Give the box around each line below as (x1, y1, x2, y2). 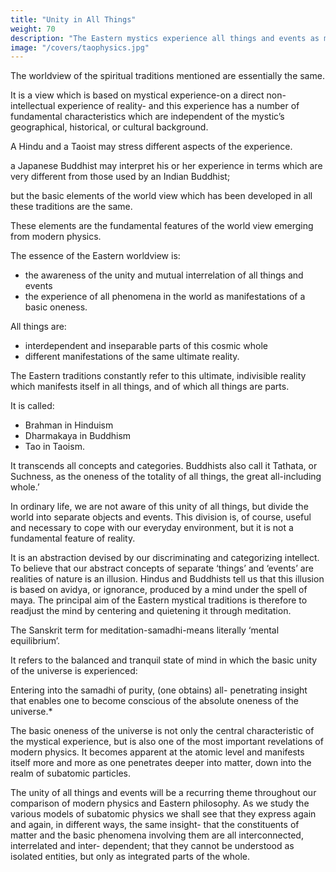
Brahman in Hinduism (24, 419, 114, 431)
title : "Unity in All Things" (10, 14, 137, 25)
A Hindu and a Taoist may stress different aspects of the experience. (10, 141, 293, 153)
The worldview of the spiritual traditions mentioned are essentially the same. (10, 70, 325, 82)
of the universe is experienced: (10, 665, 138, 677)
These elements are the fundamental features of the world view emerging (10, 220, 314, 232)
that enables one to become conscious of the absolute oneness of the (10, 695, 299, 707)
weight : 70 (10, 24, 56, 34)
